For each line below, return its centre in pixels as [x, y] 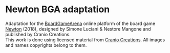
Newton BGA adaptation [58, 9]
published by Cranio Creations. [38, 34]
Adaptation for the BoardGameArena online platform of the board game [80, 23]
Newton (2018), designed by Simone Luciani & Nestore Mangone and [78, 29]
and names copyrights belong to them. [46, 45]
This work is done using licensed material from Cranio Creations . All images [85, 40]
